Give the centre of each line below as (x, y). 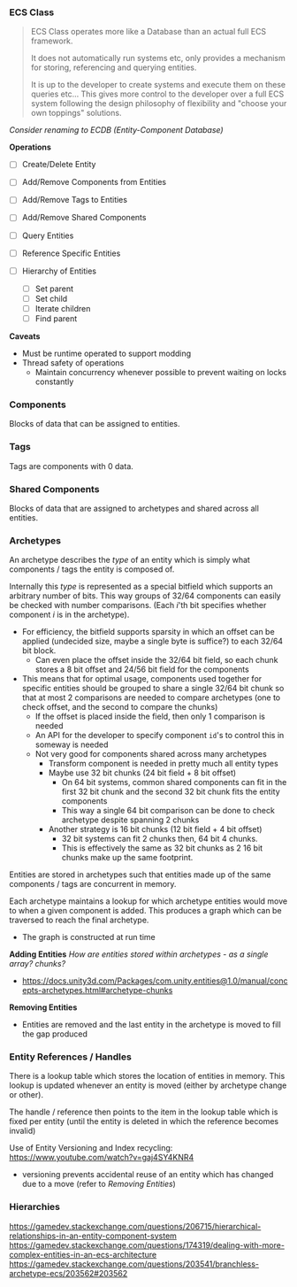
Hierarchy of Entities (59, 271)
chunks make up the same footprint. (127, 858)
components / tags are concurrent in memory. (93, 884)
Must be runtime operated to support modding (107, 353)
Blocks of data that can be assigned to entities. (95, 424)
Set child (51, 298)
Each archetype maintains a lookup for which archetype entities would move (148, 901)
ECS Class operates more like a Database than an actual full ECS (148, 32)
